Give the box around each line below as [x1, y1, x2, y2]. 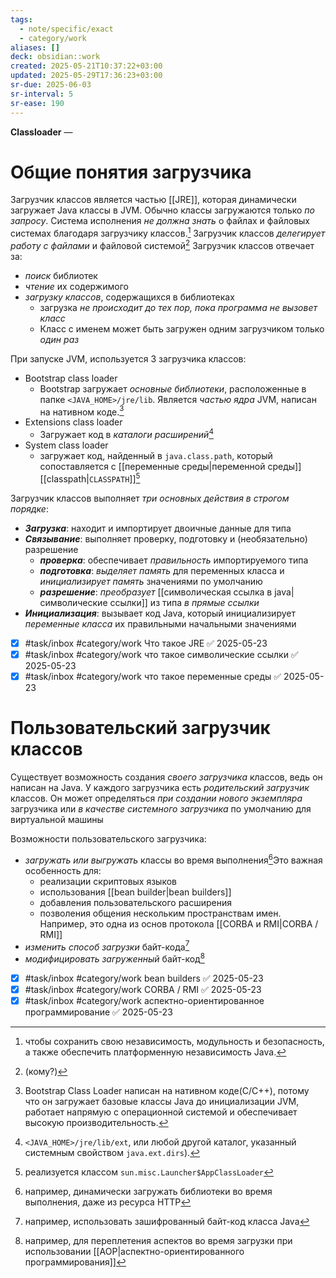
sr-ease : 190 [10, 98, 65, 108]
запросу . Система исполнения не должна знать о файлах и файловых [10, 215, 311, 227]
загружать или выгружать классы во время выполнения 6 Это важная [24, 852, 323, 866]
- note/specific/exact [19, 24, 114, 34]
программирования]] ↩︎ [24, 1256, 127, 1268]
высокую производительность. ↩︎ [24, 1117, 169, 1128]
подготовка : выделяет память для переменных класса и [39, 564, 285, 576]
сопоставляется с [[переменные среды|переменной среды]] [39, 461, 302, 473]
